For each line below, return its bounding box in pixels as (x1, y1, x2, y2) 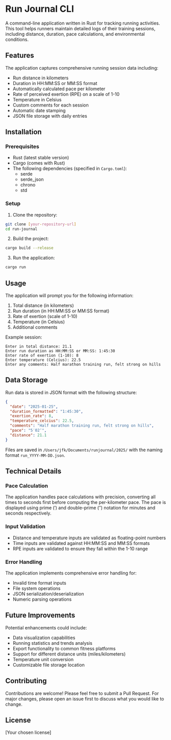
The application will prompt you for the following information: (5, 292, 134, 299)
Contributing (5, 676, 47, 685)
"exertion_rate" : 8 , (10, 413, 54, 419)
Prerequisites (5, 143, 39, 150)
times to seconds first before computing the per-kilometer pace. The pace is (5, 499, 166, 505)
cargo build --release (5, 245, 54, 251)
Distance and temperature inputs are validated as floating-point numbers (12, 535, 166, 541)
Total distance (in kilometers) (12, 303, 74, 309)
